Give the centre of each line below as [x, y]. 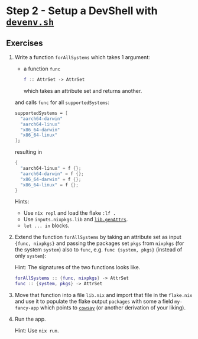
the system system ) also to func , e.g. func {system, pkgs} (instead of [98, 250]
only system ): [30, 256]
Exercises [25, 43]
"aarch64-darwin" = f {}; [52, 174]
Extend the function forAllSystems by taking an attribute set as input [98, 237]
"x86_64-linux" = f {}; [49, 185]
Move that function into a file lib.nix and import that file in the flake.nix [103, 295]
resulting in [28, 152]
